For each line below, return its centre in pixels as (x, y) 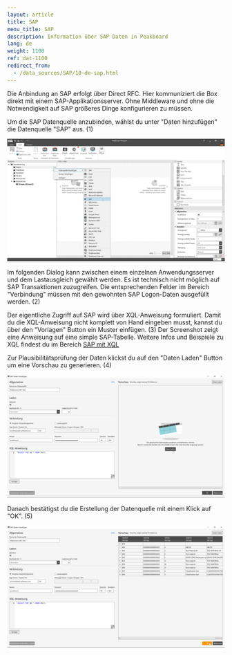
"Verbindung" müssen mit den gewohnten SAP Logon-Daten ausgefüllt (108, 295)
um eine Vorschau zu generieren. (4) (59, 365)
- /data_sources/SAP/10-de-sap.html (66, 73)
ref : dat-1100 (28, 59)
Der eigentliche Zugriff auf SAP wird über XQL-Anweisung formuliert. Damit (114, 315)
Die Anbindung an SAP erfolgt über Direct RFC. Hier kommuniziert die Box (112, 93)
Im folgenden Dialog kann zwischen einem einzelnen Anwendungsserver (111, 273)
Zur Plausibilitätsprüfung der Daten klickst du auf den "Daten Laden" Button (115, 358)
